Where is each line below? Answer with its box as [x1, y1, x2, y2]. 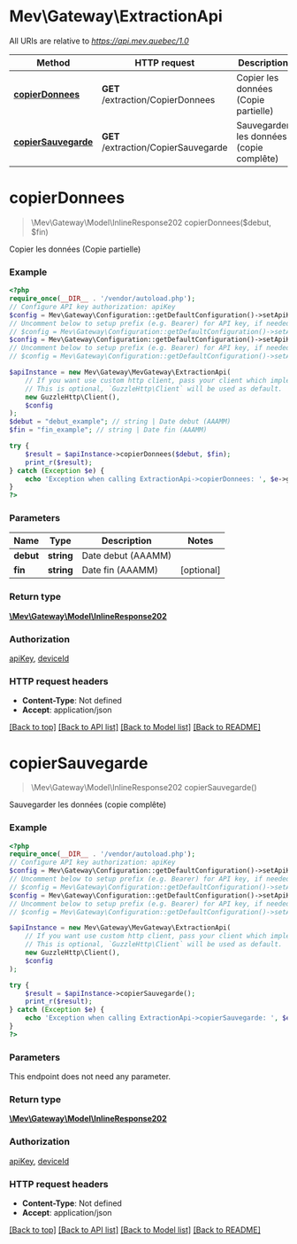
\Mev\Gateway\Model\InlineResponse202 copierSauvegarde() [30, 782, 258, 793]
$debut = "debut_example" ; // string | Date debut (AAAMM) [9, 417, 232, 426]
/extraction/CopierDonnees [101, 93, 216, 105]
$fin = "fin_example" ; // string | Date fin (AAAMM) [9, 425, 208, 435]
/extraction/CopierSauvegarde [101, 141, 228, 153]
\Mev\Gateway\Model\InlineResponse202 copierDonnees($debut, [30, 217, 271, 228]
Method [36, 56, 71, 68]
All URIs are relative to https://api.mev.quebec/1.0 [9, 35, 190, 46]
